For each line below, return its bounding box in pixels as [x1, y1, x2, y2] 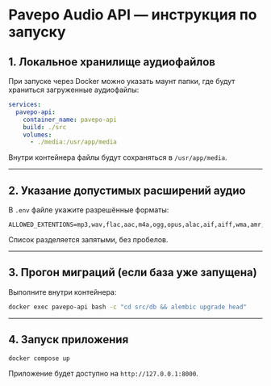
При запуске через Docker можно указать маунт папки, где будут [8, 77, 236, 86]
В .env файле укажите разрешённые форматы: [8, 205, 169, 215]
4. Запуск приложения [8, 333, 129, 346]
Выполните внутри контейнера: [8, 287, 117, 296]
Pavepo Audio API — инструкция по [8, 6, 257, 24]
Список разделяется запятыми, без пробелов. [8, 235, 169, 245]
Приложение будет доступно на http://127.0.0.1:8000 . [8, 369, 199, 379]
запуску [8, 23, 66, 41]
